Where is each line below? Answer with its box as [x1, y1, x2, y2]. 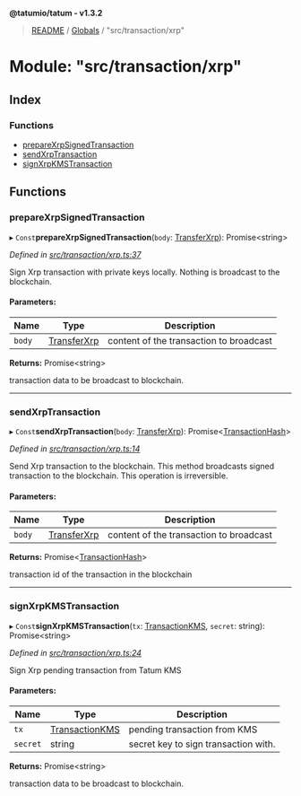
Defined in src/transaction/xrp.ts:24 [9, 647, 142, 658]
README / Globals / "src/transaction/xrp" [30, 25, 185, 35]
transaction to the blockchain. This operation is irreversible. [9, 470, 228, 481]
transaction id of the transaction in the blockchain [9, 569, 193, 580]
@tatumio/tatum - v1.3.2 [9, 8, 103, 18]
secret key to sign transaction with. [128, 738, 276, 750]
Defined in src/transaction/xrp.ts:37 [9, 249, 142, 259]
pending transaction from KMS [128, 722, 258, 735]
